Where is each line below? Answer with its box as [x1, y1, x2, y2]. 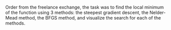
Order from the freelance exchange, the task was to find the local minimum [5, 4, 164, 10]
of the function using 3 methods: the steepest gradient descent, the [5, 9, 149, 15]
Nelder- [149, 9, 166, 15]
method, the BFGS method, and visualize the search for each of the [18, 15, 161, 20]
